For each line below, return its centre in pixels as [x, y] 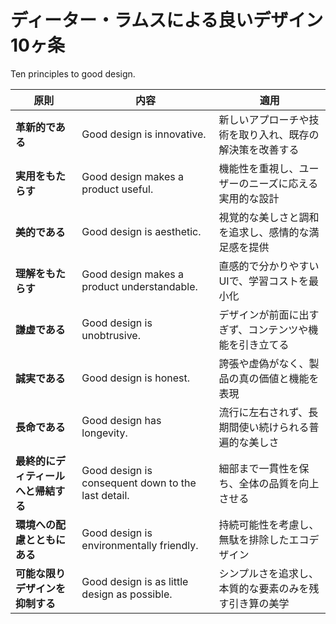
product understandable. [139, 286]
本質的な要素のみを [264, 588]
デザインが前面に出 [264, 314]
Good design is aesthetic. [141, 231]
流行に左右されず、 [263, 412]
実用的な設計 [249, 198]
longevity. [104, 433]
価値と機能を [289, 378]
